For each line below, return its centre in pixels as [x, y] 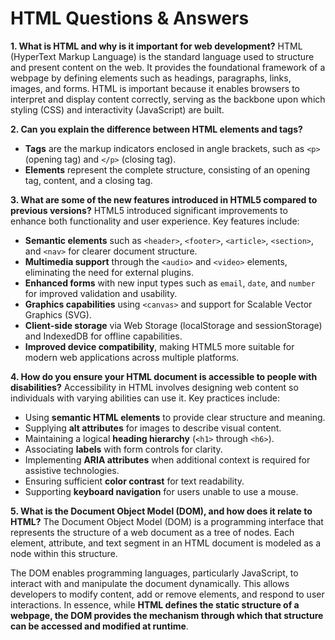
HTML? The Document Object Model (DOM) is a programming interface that [167, 521]
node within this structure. [64, 553]
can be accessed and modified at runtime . [99, 626]
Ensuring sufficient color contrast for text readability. [134, 481]
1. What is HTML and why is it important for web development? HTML [156, 46]
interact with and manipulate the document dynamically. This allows [150, 583]
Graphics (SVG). [58, 314]
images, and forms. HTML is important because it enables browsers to [155, 88]
